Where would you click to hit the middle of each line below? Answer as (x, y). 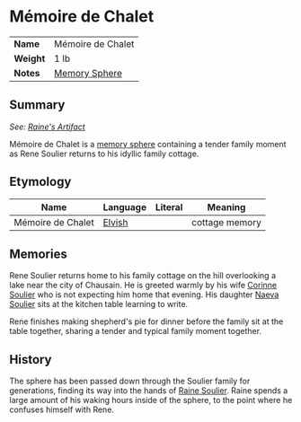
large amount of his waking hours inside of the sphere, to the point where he (151, 400)
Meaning (226, 207)
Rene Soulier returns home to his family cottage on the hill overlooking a (143, 276)
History (31, 360)
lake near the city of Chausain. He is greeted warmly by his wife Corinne (143, 286)
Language (124, 207)
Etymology (40, 182)
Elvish (115, 222)
